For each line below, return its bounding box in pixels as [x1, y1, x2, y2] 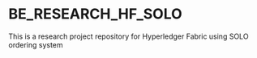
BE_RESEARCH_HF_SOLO [8, 5, 182, 23]
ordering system [8, 39, 63, 49]
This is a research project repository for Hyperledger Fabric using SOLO [8, 31, 249, 41]
